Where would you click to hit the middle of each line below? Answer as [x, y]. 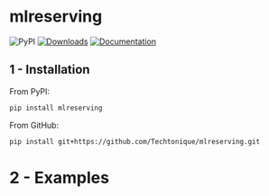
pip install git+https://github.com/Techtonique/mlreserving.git [134, 141]
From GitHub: [34, 125]
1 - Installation [50, 70]
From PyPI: [30, 91]
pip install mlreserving [56, 108]
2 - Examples [60, 178]
